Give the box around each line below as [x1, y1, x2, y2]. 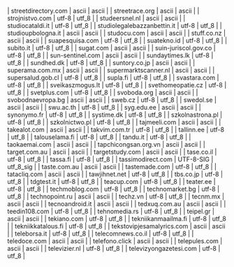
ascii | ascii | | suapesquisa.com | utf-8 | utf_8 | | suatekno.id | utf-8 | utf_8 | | [7, 36, 228, 45]
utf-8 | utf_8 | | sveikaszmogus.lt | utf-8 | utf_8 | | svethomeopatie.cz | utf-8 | [7, 81, 227, 89]
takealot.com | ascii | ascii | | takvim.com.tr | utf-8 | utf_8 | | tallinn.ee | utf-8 [7, 126, 225, 133]
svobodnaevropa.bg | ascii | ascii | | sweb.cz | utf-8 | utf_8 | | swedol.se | [7, 96, 217, 104]
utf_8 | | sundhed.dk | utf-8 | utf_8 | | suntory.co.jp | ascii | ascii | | [7, 59, 196, 66]
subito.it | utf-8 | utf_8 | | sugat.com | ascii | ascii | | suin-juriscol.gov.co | [7, 44, 217, 52]
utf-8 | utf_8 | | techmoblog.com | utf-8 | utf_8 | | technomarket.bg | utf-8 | [7, 185, 220, 193]
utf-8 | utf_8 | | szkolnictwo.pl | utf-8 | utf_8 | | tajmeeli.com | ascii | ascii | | [7, 118, 221, 126]
